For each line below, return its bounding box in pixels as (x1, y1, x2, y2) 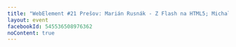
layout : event (7, 17, 49, 23)
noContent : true (7, 29, 55, 37)
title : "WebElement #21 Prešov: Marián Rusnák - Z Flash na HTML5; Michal (7, 10, 231, 17)
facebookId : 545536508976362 (7, 23, 93, 30)
